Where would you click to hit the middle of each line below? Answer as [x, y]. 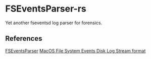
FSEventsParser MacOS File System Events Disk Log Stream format [75, 50]
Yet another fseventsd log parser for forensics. [54, 23]
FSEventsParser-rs [46, 9]
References [24, 39]
